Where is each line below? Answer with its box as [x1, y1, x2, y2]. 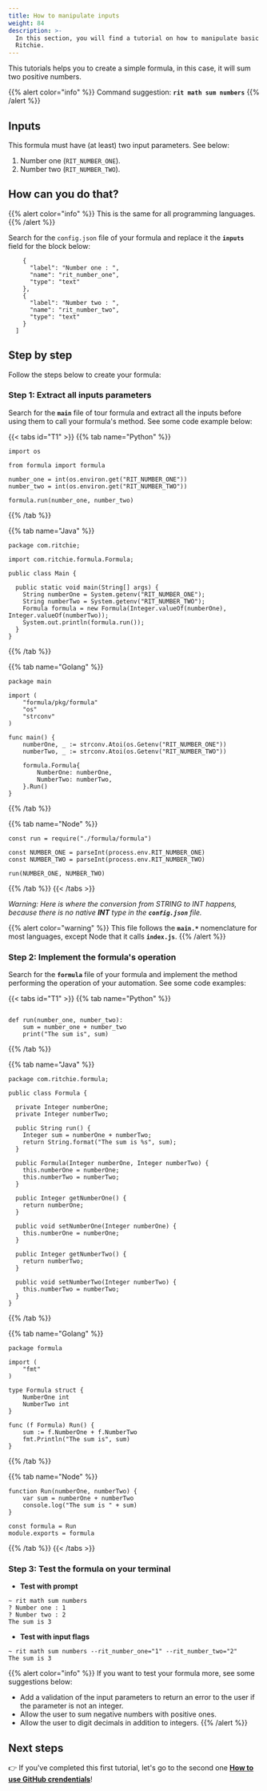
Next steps [8, 1741, 64, 1755]
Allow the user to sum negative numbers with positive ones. [19, 1709, 217, 1719]
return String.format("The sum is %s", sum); [22, 1138, 177, 1147]
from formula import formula [8, 461, 106, 469]
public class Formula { [8, 1089, 88, 1097]
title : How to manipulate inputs [8, 11, 120, 20]
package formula [8, 1344, 62, 1352]
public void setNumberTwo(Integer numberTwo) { [15, 1278, 177, 1287]
